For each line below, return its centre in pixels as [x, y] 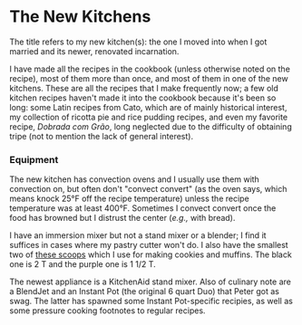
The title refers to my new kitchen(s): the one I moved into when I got [138, 42]
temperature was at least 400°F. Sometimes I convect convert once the [143, 208]
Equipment [34, 159]
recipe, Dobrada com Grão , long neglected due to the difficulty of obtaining [151, 126]
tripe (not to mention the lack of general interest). [101, 136]
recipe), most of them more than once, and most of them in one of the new [149, 78]
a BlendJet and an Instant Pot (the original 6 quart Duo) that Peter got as [144, 292]
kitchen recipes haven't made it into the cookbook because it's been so [143, 98]
